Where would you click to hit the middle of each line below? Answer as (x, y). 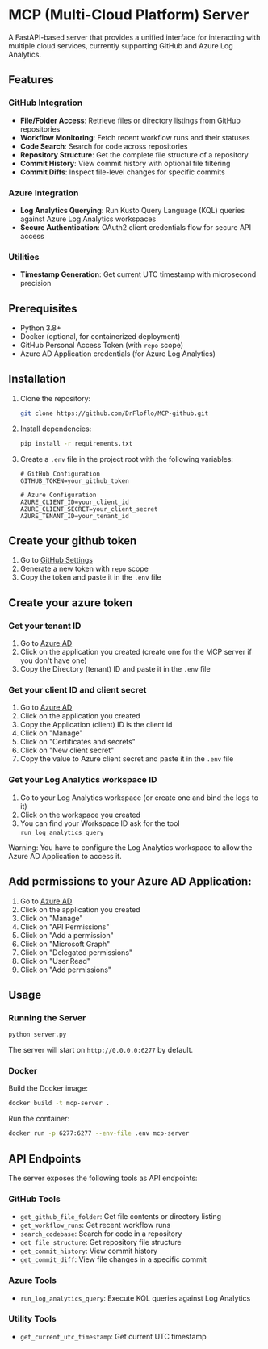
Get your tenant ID (45, 626)
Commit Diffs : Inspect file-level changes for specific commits (123, 172)
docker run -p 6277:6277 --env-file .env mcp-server (99, 1133)
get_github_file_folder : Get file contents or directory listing (121, 1217)
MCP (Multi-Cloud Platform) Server (129, 15)
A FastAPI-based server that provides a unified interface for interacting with (134, 37)
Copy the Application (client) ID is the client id (96, 725)
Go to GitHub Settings (56, 560)
